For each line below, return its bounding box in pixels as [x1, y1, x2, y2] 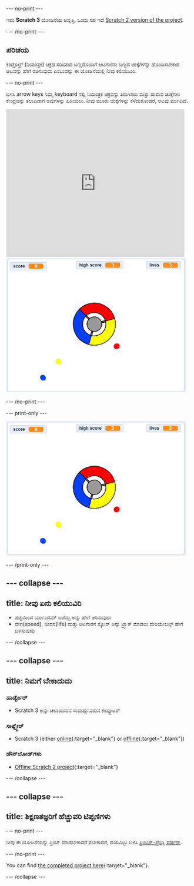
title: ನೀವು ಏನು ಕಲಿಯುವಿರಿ [6, 598, 82, 608]
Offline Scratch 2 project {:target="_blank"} [14, 763, 119, 770]
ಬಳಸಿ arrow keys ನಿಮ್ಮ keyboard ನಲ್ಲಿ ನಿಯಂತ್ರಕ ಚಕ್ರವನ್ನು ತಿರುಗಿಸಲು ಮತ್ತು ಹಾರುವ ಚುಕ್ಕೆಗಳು [6, 91, 180, 98]
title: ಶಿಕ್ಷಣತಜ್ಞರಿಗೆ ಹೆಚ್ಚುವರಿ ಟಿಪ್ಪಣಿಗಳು [6, 811, 111, 822]
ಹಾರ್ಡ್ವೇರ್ [6, 693, 28, 701]
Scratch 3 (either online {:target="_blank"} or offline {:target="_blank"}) [14, 735, 185, 743]
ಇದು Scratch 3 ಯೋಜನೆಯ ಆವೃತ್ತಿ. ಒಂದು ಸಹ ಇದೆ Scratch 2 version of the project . [6, 16, 184, 23]
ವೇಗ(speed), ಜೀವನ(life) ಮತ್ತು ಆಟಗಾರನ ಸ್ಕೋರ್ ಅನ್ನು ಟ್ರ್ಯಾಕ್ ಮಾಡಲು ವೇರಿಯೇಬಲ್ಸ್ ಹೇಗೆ [14, 620, 183, 628]
